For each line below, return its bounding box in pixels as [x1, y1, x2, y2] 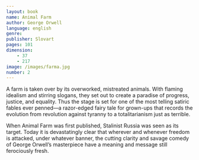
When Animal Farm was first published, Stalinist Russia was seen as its [6, 122, 179, 129]
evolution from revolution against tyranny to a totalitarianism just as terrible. [6, 111, 191, 118]
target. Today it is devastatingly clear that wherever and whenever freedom [6, 129, 190, 136]
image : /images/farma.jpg [6, 63, 70, 70]
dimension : [6, 47, 33, 53]
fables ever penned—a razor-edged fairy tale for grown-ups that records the [6, 104, 193, 111]
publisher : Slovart [6, 36, 54, 42]
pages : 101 [6, 42, 33, 48]
